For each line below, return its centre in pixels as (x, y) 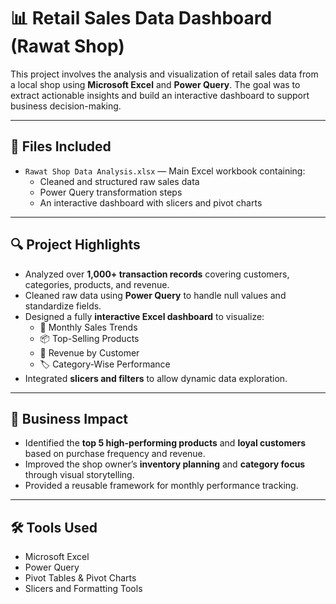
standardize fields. (63, 306)
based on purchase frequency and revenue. (115, 454)
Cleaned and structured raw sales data (119, 181)
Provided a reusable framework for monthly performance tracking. (161, 486)
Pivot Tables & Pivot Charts (80, 578)
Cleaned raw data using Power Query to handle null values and (155, 295)
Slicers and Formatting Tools (83, 589)
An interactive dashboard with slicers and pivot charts (151, 202)
